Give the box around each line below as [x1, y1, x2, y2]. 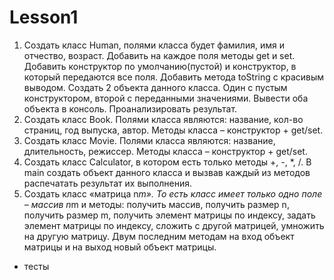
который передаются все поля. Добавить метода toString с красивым [23, 71, 325, 83]
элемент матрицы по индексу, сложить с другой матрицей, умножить [23, 219, 325, 231]
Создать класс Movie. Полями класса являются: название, [23, 134, 276, 146]
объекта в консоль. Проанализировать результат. [23, 102, 238, 115]
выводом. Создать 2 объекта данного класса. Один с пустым [23, 81, 288, 93]
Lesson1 [9, 6, 79, 29]
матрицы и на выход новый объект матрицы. [23, 241, 217, 253]
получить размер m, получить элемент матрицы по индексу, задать [23, 209, 316, 221]
